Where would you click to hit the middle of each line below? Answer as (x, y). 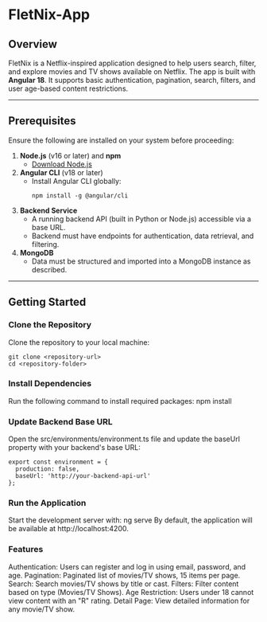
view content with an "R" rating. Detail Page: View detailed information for (129, 600)
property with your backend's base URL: (74, 448)
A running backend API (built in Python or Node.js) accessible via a (141, 219)
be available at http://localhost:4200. (68, 529)
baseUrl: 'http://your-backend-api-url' (83, 476)
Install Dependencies (50, 384)
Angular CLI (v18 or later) (61, 172)
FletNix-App (49, 15)
